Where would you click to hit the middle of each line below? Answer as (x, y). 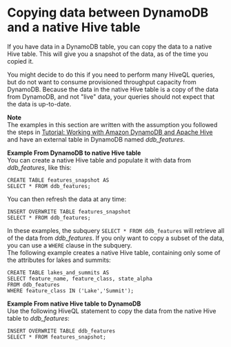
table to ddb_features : (39, 318)
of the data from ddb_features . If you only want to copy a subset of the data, (116, 238)
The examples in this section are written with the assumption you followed (112, 124)
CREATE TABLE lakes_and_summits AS (58, 272)
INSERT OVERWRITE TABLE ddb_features (61, 331)
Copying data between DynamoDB (108, 13)
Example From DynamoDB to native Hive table (74, 153)
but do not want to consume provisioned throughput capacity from (102, 82)
